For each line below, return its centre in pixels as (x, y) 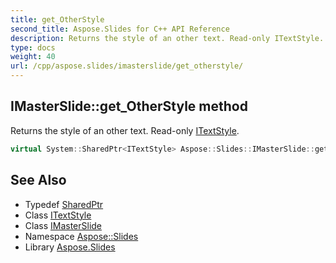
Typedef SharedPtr (64, 204)
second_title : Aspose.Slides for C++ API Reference (120, 29)
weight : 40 (33, 57)
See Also (38, 180)
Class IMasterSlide (63, 225)
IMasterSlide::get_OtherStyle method (129, 106)
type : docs (33, 47)
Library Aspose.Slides (70, 247)
